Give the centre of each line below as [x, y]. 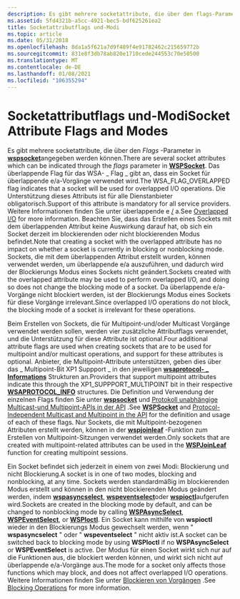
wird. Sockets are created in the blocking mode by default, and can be [110, 505]
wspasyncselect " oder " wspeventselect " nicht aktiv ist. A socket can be [117, 535]
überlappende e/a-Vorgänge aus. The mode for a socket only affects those [117, 565]
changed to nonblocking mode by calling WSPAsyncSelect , [96, 512]
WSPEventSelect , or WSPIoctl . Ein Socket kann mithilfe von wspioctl [110, 520]
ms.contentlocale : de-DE [44, 67]
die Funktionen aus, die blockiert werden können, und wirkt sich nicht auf [115, 558]
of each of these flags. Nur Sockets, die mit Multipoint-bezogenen [105, 423]
